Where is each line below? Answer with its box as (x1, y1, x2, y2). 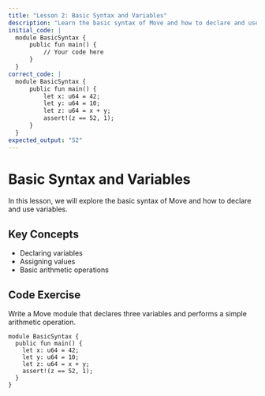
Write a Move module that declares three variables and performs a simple (8, 309, 247, 319)
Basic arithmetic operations (19, 265, 109, 275)
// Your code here (43, 48, 104, 56)
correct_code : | (8, 70, 62, 78)
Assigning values (19, 257, 76, 267)
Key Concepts (8, 227, 79, 241)
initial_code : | (8, 26, 62, 34)
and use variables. (8, 204, 69, 214)
